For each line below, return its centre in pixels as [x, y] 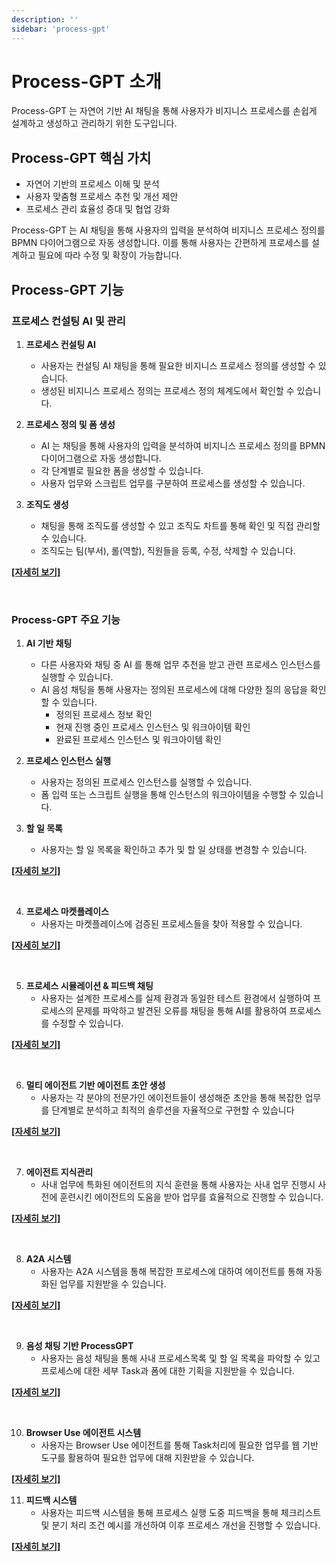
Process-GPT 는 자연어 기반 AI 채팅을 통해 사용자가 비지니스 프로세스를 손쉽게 [164, 111]
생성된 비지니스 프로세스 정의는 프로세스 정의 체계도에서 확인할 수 [167, 390]
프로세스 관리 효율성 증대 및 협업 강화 [98, 209]
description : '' [45, 19]
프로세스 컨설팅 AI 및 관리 [68, 321]
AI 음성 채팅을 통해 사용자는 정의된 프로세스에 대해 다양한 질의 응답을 [174, 690]
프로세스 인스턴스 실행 [68, 761]
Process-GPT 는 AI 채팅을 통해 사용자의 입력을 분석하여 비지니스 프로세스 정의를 [168, 230]
